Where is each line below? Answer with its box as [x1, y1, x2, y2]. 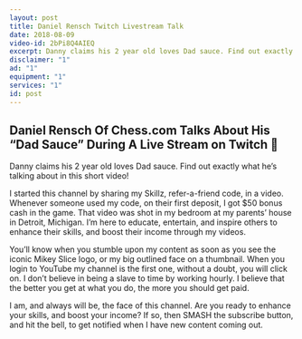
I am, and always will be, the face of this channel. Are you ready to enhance [9, 300, 291, 311]
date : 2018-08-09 [9, 30, 75, 39]
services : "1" [9, 81, 63, 90]
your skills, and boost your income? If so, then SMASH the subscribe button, [9, 310, 294, 321]
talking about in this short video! [9, 170, 129, 181]
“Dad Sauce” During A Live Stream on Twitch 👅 [9, 137, 278, 152]
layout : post [9, 13, 59, 23]
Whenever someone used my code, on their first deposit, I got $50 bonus [9, 198, 283, 208]
